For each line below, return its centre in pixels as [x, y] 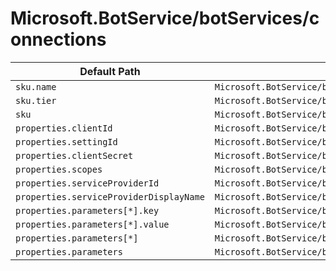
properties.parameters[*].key [87, 210]
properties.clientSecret [74, 155]
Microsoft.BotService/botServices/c [165, 18]
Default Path [110, 71]
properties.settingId [66, 141]
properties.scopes [59, 169]
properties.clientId [64, 128]
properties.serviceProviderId [87, 183]
